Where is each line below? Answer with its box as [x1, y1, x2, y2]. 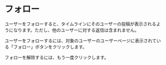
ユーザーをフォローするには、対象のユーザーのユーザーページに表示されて [4, 37, 157, 44]
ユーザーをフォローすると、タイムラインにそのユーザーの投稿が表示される [4, 21, 157, 27]
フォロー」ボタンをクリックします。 [13, 44, 87, 50]
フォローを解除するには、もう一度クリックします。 [4, 54, 109, 60]
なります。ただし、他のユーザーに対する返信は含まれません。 [13, 27, 139, 33]
